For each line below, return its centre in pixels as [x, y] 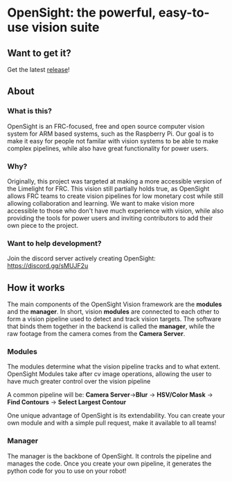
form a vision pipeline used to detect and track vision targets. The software [114, 319]
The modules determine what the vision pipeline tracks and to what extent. [114, 367]
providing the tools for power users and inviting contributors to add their [110, 218]
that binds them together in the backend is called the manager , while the [111, 326]
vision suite [65, 27]
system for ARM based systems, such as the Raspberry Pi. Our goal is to [111, 134]
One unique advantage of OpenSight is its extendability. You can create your [116, 416]
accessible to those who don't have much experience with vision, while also [115, 211]
